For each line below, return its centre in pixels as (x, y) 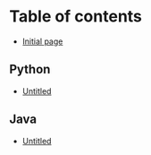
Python (30, 69)
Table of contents (76, 17)
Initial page (42, 41)
